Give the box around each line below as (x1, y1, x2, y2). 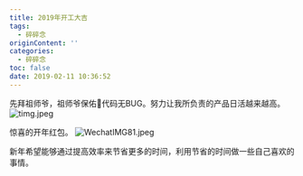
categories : (9, 47, 54, 56)
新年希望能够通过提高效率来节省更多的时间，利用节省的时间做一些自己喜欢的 (9, 145, 295, 156)
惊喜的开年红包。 (9, 126, 73, 137)
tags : (9, 22, 30, 31)
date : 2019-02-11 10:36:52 (9, 72, 111, 81)
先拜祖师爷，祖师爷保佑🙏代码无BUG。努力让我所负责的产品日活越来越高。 (9, 97, 286, 108)
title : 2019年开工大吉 (9, 13, 89, 23)
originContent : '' (9, 38, 79, 48)
